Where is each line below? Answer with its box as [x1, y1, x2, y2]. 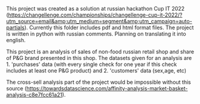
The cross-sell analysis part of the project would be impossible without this [6, 78, 191, 86]
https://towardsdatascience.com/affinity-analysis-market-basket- [26, 85, 188, 92]
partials [6, 24, 25, 31]
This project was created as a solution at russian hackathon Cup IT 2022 [6, 5, 185, 12]
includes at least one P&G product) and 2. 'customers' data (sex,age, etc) [6, 67, 187, 74]
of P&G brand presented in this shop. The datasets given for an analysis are [6, 55, 192, 61]
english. [6, 37, 26, 43]
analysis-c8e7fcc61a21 [6, 92, 63, 98]
